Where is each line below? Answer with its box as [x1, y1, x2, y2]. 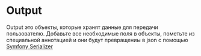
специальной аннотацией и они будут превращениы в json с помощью [6, 36, 188, 43]
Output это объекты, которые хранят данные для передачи [6, 23, 158, 31]
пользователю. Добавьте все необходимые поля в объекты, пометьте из [6, 30, 195, 37]
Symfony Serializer [6, 43, 53, 50]
